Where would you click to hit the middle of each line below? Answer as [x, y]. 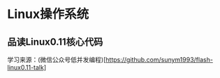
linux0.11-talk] [27, 67]
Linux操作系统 [48, 14]
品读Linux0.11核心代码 [55, 42]
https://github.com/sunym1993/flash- [159, 60]
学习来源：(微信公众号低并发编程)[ [57, 60]
